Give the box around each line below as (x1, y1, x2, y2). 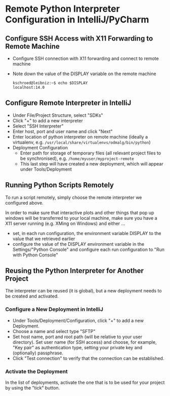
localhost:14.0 (12, 85, 45, 90)
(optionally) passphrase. (12, 350, 63, 356)
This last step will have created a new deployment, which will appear (20, 160, 163, 167)
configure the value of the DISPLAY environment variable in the (12, 241, 145, 247)
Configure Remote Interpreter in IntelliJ (5, 98, 132, 107)
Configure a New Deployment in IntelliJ (5, 306, 104, 313)
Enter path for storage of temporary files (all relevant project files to (20, 150, 161, 156)
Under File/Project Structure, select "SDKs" (12, 112, 103, 118)
